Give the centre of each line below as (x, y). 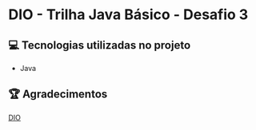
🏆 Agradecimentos (58, 95)
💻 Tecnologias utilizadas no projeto (100, 45)
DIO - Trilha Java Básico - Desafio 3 (128, 15)
